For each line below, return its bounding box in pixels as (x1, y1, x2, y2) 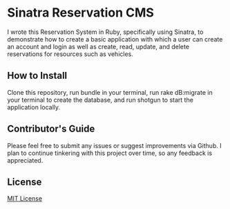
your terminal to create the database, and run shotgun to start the (7, 96, 193, 104)
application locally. (7, 102, 61, 111)
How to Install (7, 70, 68, 82)
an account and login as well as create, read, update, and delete (7, 42, 190, 51)
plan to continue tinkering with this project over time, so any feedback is (7, 149, 213, 157)
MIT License (7, 194, 43, 203)
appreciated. (7, 156, 44, 164)
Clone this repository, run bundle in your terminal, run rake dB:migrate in (7, 88, 213, 96)
